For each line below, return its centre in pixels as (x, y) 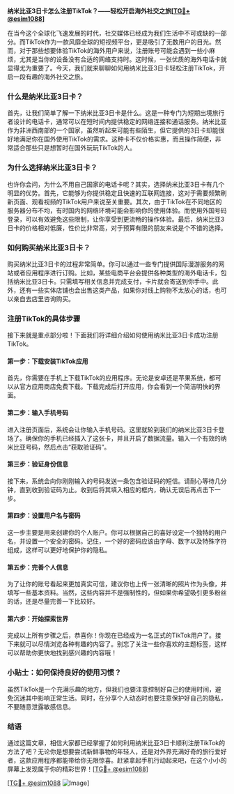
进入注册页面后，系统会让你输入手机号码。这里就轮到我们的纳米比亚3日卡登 (116, 429)
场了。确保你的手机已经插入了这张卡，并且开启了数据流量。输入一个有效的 (114, 438)
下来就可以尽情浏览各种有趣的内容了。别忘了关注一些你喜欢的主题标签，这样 (117, 644)
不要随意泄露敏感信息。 (41, 706)
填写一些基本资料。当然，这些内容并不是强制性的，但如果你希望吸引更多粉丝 (117, 593)
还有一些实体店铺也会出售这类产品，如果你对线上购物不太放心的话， (117, 290)
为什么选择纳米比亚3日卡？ (52, 168)
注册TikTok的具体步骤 (44, 319)
